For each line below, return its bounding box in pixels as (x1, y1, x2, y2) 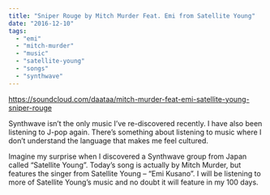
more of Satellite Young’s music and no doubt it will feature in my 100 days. (8, 177, 259, 187)
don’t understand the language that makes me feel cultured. (8, 135, 209, 146)
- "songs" (15, 65, 49, 73)
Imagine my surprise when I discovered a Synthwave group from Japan (8, 151, 247, 161)
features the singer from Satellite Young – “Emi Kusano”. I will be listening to (8, 168, 261, 178)
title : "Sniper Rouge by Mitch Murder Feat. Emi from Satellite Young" (8, 11, 255, 20)
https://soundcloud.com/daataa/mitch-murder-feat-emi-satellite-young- (8, 94, 250, 104)
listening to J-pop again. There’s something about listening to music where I (8, 127, 262, 137)
